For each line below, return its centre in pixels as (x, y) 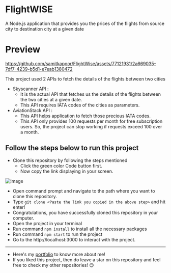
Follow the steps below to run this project (72, 148)
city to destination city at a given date (45, 29)
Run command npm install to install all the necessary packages (80, 229)
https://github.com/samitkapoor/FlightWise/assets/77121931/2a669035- (81, 63)
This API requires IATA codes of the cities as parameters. (80, 105)
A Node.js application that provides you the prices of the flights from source (85, 23)
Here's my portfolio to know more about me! (59, 254)
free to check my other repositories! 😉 (53, 265)
